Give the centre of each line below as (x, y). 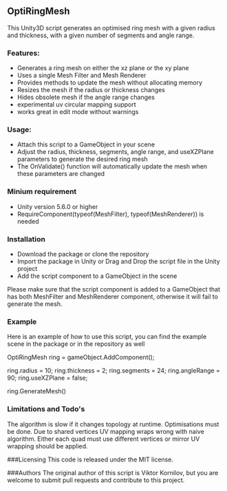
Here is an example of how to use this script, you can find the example (107, 337)
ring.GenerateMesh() (37, 391)
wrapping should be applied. (47, 446)
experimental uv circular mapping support (76, 105)
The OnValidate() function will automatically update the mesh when (112, 166)
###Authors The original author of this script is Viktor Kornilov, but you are (113, 472)
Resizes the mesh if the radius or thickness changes (91, 90)
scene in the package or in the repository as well (76, 344)
